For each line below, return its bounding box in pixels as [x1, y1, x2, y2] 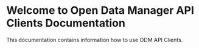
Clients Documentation [6, 16, 126, 30]
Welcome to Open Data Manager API [6, 4, 195, 17]
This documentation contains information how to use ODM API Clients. [6, 36, 183, 43]
